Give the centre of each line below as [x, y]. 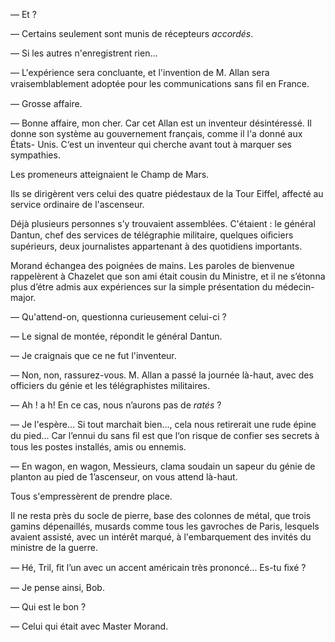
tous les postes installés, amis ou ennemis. [98, 447]
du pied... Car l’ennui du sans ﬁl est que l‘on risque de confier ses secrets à [165, 435]
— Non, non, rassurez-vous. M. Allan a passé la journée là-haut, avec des [162, 375]
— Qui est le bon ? [48, 607]
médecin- [294, 287]
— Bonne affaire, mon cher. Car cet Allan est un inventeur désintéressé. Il [161, 123]
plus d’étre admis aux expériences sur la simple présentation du [141, 287]
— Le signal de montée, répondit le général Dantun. [116, 336]
